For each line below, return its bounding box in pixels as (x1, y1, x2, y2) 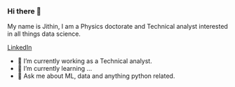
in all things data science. (7, 29, 81, 38)
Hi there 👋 (7, 6, 42, 16)
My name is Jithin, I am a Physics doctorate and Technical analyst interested (7, 22, 228, 31)
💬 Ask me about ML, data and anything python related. (17, 72, 175, 80)
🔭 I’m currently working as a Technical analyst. (17, 57, 152, 65)
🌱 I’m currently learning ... (17, 65, 93, 73)
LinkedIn (7, 43, 32, 52)
